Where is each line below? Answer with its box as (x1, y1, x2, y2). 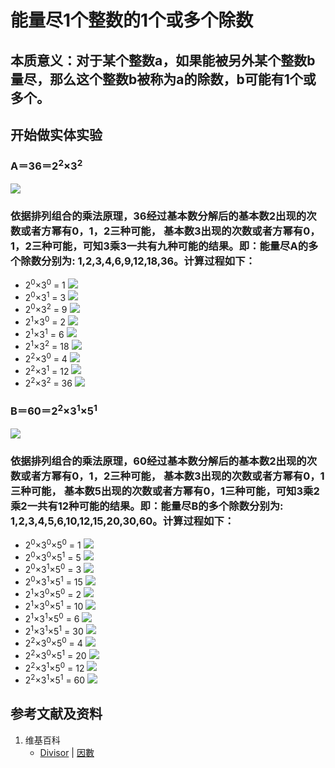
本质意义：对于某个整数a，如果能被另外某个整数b (10, 52, 316, 69)
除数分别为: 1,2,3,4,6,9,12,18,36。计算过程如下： (20, 254, 256, 268)
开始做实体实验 (10, 126, 103, 143)
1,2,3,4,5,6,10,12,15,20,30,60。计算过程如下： (10, 514, 235, 528)
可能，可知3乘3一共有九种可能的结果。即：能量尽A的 (51, 239, 309, 253)
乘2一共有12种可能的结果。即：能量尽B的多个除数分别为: (10, 499, 284, 513)
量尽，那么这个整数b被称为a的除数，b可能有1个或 (10, 71, 317, 88)
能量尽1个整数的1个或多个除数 (10, 9, 254, 32)
